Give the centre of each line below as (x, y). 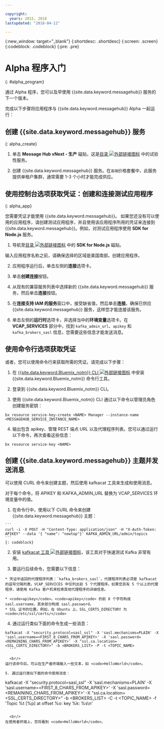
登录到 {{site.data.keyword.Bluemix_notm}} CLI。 (62, 389)
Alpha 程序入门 (35, 68)
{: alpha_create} (21, 144)
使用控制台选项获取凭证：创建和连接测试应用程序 (79, 194)
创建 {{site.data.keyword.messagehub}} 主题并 (78, 461)
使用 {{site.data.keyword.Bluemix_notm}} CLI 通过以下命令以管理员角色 (84, 399)
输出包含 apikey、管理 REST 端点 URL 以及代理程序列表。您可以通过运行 (85, 429)
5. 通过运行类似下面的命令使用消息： (37, 673)
